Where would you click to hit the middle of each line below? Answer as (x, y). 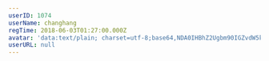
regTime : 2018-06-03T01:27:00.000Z (68, 30)
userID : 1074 (30, 15)
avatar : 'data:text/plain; (53, 38)
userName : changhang (43, 23)
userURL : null (32, 45)
